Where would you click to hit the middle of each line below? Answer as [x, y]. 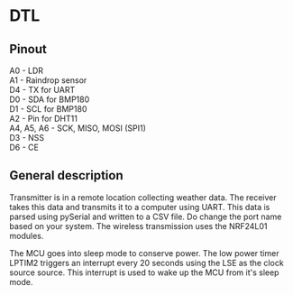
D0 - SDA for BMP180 [50, 99]
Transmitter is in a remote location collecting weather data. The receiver [143, 197]
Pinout [28, 49]
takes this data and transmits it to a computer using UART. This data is [140, 207]
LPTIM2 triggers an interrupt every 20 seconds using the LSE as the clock [146, 263]
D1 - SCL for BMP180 [48, 109]
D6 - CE [24, 147]
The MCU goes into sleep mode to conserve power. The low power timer [144, 253]
